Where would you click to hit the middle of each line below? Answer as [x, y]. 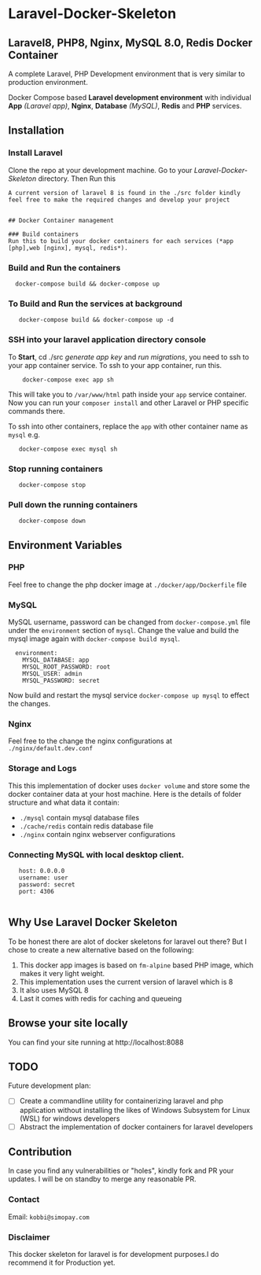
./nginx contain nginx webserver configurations [97, 834]
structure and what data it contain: [64, 802]
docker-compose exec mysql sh [68, 449]
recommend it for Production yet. [62, 1262]
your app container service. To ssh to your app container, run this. [115, 365]
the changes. [29, 704]
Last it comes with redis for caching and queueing [101, 998]
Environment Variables [65, 545]
